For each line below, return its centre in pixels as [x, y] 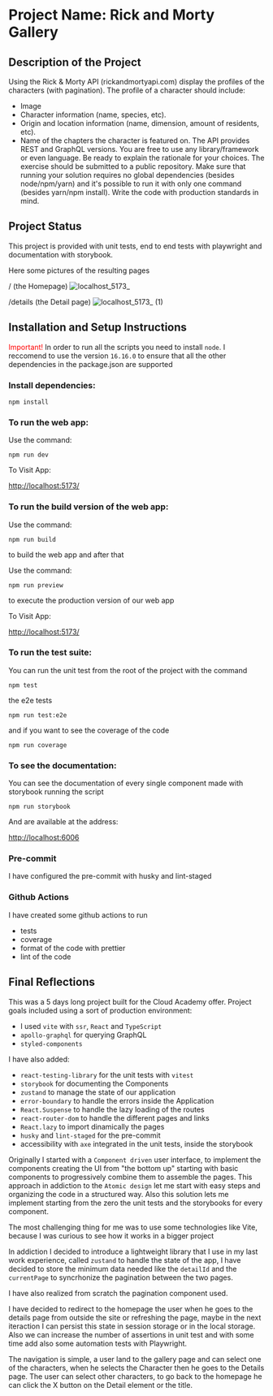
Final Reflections [52, 982]
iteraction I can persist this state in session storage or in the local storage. [132, 1326]
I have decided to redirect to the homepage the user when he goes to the [131, 1308]
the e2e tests [30, 700]
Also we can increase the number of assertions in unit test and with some [131, 1334]
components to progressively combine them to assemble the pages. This [130, 1177]
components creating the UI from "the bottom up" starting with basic [123, 1168]
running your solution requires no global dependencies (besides [127, 175]
